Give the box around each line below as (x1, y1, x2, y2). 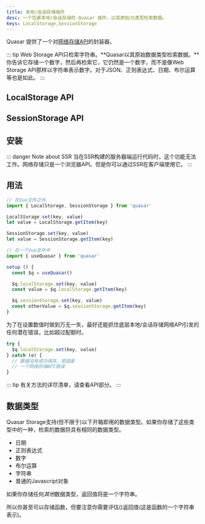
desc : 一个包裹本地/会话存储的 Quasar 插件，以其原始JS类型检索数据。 (6, 15, 167, 21)
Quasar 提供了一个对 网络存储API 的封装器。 (6, 38, 115, 45)
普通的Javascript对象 (15, 477, 69, 485)
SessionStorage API (6, 113, 84, 123)
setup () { (6, 264, 34, 270)
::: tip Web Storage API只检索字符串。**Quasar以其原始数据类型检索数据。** (6, 51, 199, 58)
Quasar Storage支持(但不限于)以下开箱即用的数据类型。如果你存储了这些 (6, 418, 190, 425)
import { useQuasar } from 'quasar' (6, 253, 100, 259)
